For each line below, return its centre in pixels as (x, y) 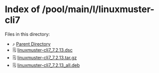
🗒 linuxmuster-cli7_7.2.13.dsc (42, 50)
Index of (22, 9)
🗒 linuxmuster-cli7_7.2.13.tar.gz (44, 57)
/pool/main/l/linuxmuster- (98, 9)
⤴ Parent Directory (31, 44)
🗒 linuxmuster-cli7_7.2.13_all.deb (46, 65)
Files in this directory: (28, 34)
